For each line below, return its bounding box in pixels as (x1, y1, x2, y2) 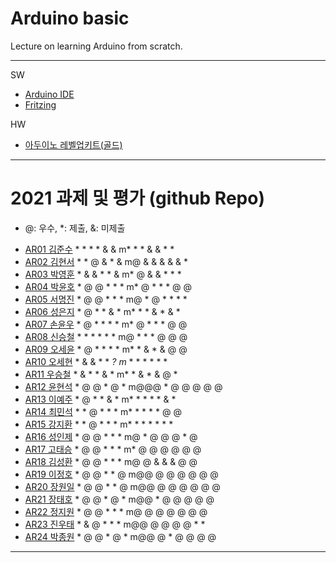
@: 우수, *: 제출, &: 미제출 (24, 222, 126, 234)
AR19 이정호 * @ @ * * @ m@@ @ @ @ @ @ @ (24, 468, 219, 480)
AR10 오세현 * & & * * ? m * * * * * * (24, 355, 168, 367)
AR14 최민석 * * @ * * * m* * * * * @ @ (24, 405, 182, 417)
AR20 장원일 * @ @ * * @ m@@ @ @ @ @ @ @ (24, 480, 221, 492)
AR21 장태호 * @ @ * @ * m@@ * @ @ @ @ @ (24, 493, 215, 505)
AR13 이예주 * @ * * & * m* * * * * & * (24, 393, 177, 405)
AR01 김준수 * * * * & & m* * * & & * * (24, 243, 175, 255)
